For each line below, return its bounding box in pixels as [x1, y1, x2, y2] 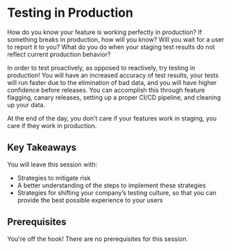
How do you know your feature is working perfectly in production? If [7, 28, 203, 36]
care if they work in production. [7, 121, 97, 130]
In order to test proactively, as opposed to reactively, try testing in [7, 63, 196, 72]
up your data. [7, 100, 46, 109]
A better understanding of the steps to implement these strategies [17, 181, 206, 189]
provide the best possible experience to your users [17, 196, 163, 204]
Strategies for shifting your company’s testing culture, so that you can [17, 188, 217, 196]
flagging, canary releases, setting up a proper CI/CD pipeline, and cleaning [7, 93, 221, 102]
